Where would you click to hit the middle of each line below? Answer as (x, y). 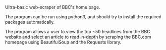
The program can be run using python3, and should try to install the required (83, 17)
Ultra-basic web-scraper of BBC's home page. (53, 7)
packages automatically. (30, 22)
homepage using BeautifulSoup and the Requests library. (63, 42)
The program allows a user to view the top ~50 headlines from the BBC (78, 31)
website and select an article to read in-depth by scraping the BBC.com (78, 37)
